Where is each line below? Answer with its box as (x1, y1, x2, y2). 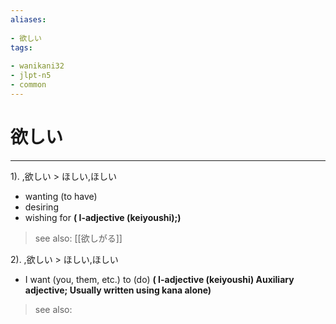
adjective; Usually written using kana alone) (24, 284, 212, 296)
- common (10, 80, 47, 90)
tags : (10, 42, 33, 53)
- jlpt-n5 (10, 71, 52, 81)
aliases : (10, 14, 47, 25)
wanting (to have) (24, 190, 98, 202)
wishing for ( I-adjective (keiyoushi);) (24, 211, 182, 223)
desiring (24, 201, 59, 213)
